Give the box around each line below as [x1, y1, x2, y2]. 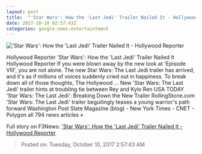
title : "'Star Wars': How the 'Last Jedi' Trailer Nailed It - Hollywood [6, 14, 198, 20]
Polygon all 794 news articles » [6, 111, 84, 119]
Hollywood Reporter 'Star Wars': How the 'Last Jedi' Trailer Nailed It [6, 54, 174, 61]
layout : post [6, 8, 39, 15]
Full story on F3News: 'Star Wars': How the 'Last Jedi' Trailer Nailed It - [6, 123, 183, 130]
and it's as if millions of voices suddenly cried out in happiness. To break [6, 73, 186, 80]
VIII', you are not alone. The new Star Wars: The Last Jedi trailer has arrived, [6, 67, 195, 74]
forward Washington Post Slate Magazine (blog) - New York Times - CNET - [6, 105, 195, 112]
